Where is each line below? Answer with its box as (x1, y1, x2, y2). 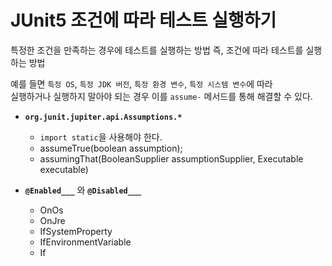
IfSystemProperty (39, 225, 113, 237)
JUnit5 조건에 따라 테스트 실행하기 (10, 9, 277, 32)
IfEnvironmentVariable (39, 236, 132, 248)
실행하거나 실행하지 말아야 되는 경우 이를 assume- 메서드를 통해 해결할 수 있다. (10, 90, 313, 102)
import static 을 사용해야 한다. (39, 131, 163, 143)
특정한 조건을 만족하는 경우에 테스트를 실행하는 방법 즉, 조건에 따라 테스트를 (10, 44, 304, 56)
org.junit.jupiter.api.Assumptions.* (24, 112, 183, 122)
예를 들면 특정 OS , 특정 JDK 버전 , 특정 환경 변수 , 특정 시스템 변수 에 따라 (10, 77, 273, 90)
